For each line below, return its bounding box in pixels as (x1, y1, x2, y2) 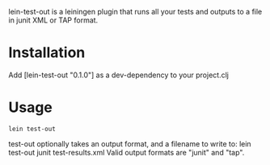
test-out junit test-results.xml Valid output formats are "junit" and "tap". (8, 147, 245, 157)
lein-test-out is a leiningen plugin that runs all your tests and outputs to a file (8, 7, 263, 16)
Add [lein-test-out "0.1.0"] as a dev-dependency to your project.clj (8, 70, 229, 80)
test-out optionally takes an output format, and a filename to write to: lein (8, 138, 252, 148)
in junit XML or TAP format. (8, 15, 99, 25)
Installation (8, 43, 86, 62)
